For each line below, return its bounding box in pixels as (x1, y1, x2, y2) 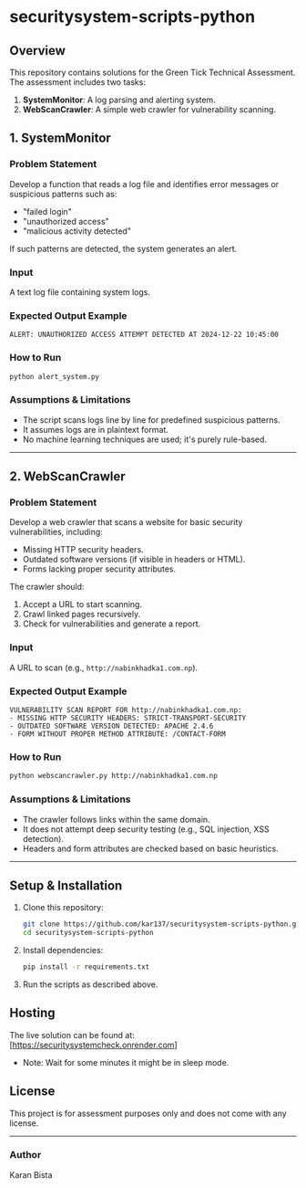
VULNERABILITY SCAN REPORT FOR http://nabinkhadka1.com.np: (9, 706, 243, 715)
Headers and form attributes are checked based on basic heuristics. (22, 843, 280, 854)
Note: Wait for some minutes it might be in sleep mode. (22, 1057, 229, 1067)
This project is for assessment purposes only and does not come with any (9, 1108, 287, 1119)
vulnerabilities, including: (9, 527, 103, 538)
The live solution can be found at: (9, 1029, 135, 1040)
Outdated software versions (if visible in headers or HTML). (22, 554, 246, 565)
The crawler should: (9, 582, 85, 593)
